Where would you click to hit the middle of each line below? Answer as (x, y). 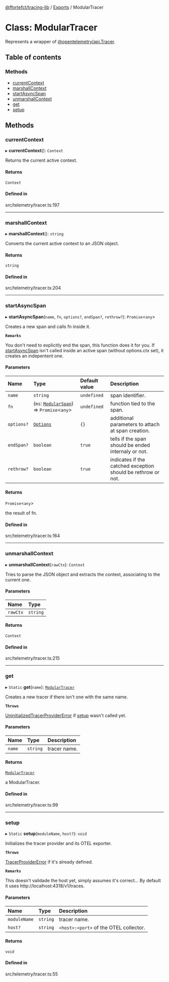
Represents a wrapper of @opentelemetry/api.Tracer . (60, 41)
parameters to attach (135, 424)
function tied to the (133, 404)
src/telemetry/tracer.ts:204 (33, 288)
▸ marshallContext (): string (34, 234)
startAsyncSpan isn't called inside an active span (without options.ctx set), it (84, 350)
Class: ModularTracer (51, 28)
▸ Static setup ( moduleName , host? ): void (46, 834)
